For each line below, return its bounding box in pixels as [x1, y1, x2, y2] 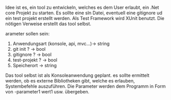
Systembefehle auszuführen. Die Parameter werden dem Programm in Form [5, 83, 166, 89]
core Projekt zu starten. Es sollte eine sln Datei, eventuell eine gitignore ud [5, 10, 163, 16]
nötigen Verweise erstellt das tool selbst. [5, 21, 91, 27]
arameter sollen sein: [5, 31, 50, 36]
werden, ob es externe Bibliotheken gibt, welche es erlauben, [5, 78, 135, 84]
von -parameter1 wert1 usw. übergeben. [5, 89, 90, 94]
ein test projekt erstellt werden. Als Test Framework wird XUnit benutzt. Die [5, 15, 164, 21]
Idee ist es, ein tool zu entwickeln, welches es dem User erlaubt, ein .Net [5, 5, 159, 10]
